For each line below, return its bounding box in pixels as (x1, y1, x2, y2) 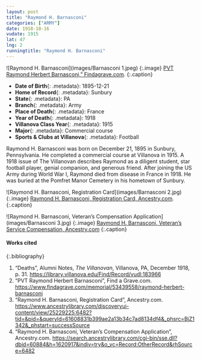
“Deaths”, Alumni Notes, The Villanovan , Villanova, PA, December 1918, (14, 264, 190, 271)
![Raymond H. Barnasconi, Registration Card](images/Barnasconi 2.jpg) (6, 188, 182, 196)
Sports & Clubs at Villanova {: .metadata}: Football (14, 133, 139, 140)
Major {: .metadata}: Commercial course (14, 127, 114, 134)
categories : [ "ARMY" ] (6, 20, 60, 26)
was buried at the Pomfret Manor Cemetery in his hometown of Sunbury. (6, 176, 185, 184)
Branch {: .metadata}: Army (14, 101, 82, 109)
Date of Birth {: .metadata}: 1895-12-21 (14, 82, 109, 89)
